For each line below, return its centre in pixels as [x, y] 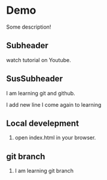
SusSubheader [34, 79]
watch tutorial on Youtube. [39, 60]
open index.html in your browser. [55, 138]
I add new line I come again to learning [54, 104]
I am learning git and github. [41, 93]
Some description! [29, 27]
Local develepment [43, 123]
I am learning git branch [44, 171]
